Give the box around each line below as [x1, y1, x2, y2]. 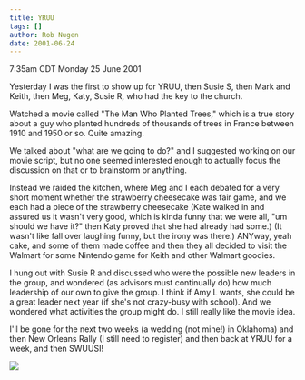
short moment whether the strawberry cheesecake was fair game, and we [9, 192, 287, 203]
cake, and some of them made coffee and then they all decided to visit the [9, 240, 288, 251]
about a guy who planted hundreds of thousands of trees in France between [9, 118, 295, 129]
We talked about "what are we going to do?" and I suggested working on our [9, 145, 296, 156]
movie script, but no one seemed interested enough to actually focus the [9, 155, 281, 166]
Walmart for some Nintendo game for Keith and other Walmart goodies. [9, 250, 276, 261]
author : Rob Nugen [9, 30, 79, 39]
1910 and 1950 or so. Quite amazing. [9, 128, 145, 139]
